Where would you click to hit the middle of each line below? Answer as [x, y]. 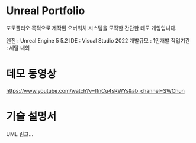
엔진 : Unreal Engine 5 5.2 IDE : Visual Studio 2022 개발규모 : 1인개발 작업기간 [98, 40]
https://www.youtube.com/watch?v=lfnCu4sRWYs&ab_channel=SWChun [95, 90]
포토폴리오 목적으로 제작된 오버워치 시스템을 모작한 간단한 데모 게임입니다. [91, 28]
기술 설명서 [31, 117]
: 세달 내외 [18, 48]
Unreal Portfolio [46, 11]
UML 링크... [20, 134]
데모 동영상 [31, 74]
